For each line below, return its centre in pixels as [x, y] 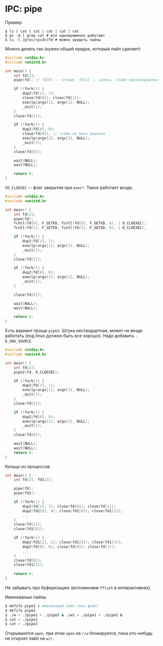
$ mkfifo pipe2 [20, 611]
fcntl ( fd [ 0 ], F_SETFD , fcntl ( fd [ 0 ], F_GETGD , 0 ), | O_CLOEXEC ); [80, 223]
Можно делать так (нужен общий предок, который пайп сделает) [73, 49]
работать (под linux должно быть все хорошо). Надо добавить [70, 336]
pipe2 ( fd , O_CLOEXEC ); [37, 372]
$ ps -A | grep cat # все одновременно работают [55, 35]
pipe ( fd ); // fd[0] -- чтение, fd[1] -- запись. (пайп [70, 80]
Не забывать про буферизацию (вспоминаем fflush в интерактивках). [78, 587]
